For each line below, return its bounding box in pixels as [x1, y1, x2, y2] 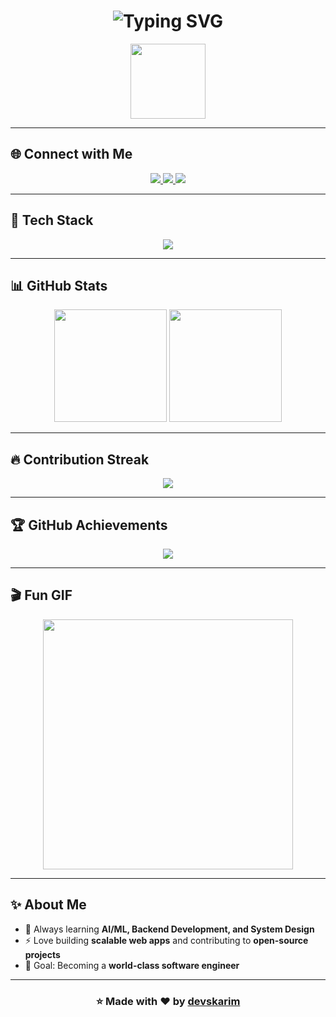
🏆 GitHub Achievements [10, 516, 168, 534]
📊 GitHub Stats [10, 277, 108, 294]
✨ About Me [10, 896, 87, 914]
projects [24, 948, 61, 960]
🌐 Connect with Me [10, 146, 133, 163]
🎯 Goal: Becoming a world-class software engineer [24, 959, 240, 971]
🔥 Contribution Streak [10, 451, 150, 468]
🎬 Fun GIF [10, 587, 73, 604]
